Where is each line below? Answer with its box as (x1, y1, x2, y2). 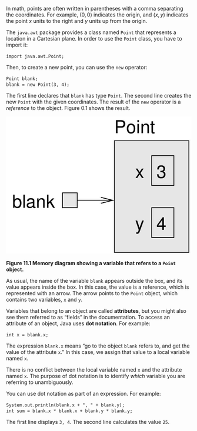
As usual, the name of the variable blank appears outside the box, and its (6, 277, 183, 284)
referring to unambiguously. (6, 379, 74, 386)
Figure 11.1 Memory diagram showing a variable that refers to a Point (6, 259, 176, 266)
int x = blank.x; (6, 332, 49, 338)
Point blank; (6, 76, 38, 82)
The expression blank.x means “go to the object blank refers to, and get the (6, 342, 190, 349)
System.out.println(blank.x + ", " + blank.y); (6, 402, 125, 408)
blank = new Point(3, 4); (6, 82, 69, 88)
